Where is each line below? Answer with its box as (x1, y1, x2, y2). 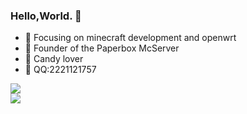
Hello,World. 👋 (10, 9, 82, 23)
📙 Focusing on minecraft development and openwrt (24, 32, 237, 44)
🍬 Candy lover (24, 53, 84, 65)
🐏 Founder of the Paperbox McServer (24, 42, 180, 54)
